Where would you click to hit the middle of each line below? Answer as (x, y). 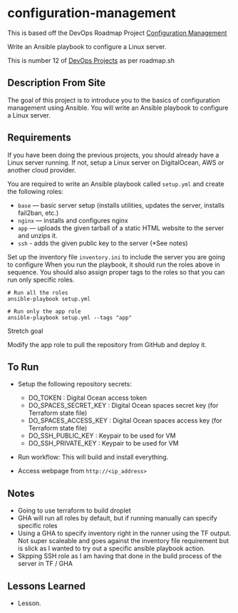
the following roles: (36, 191)
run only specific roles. (41, 279)
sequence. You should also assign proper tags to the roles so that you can (116, 272)
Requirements (39, 138)
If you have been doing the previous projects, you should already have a (113, 155)
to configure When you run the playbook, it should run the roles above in (114, 264)
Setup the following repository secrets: (74, 384)
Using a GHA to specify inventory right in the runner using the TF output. (124, 533)
